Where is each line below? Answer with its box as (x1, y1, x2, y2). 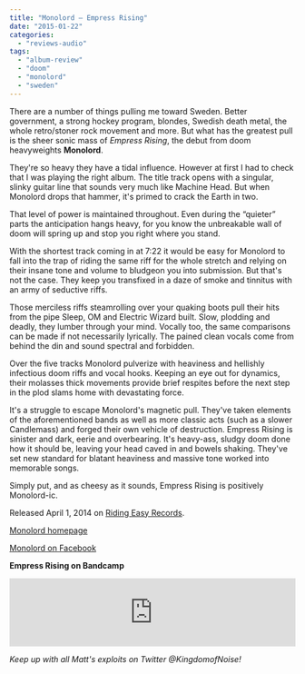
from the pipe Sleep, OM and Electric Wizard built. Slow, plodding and (9, 311, 271, 322)
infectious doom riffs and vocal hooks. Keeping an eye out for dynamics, (9, 367, 280, 378)
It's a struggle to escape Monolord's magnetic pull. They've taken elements (9, 404, 291, 415)
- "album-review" (17, 55, 84, 64)
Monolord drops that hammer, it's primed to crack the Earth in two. (9, 191, 259, 202)
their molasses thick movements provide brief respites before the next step (9, 377, 290, 388)
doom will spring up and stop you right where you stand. (9, 228, 221, 239)
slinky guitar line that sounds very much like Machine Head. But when (9, 181, 271, 192)
